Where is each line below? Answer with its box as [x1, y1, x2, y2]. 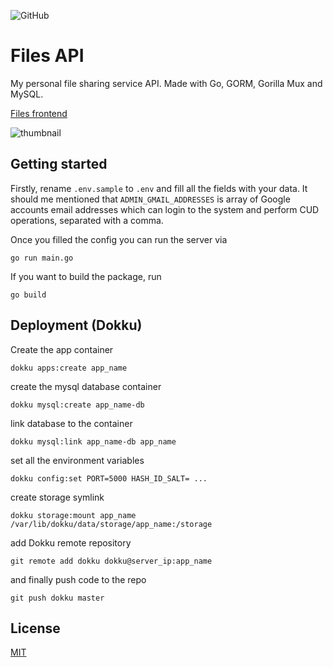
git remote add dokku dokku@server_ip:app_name [10, 556, 213, 566]
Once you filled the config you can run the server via [10, 233, 228, 245]
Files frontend [10, 107, 68, 119]
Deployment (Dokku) [10, 317, 143, 334]
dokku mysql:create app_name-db [10, 400, 145, 410]
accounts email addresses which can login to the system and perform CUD [10, 203, 320, 215]
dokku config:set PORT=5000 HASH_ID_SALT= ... [10, 473, 208, 484]
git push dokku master [10, 593, 105, 603]
